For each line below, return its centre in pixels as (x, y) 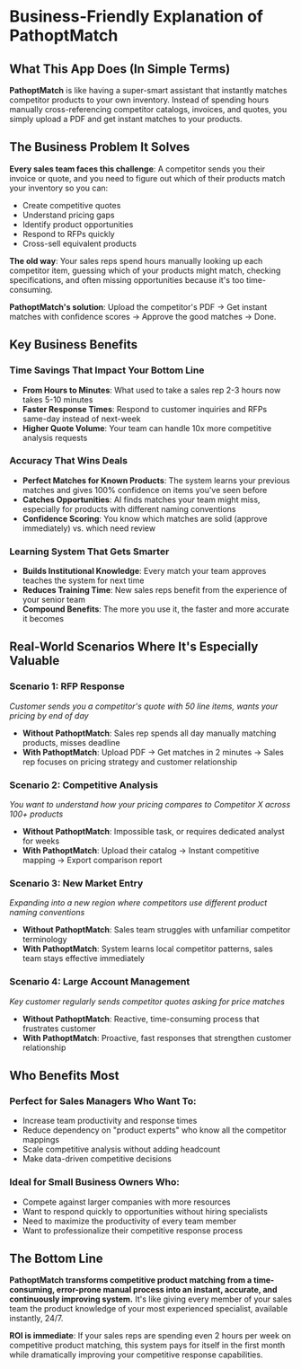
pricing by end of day (49, 715)
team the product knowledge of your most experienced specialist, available (149, 1309)
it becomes (43, 619)
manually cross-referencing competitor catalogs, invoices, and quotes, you (148, 109)
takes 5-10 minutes (58, 399)
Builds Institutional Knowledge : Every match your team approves (144, 571)
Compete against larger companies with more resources (126, 1202)
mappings (41, 1140)
